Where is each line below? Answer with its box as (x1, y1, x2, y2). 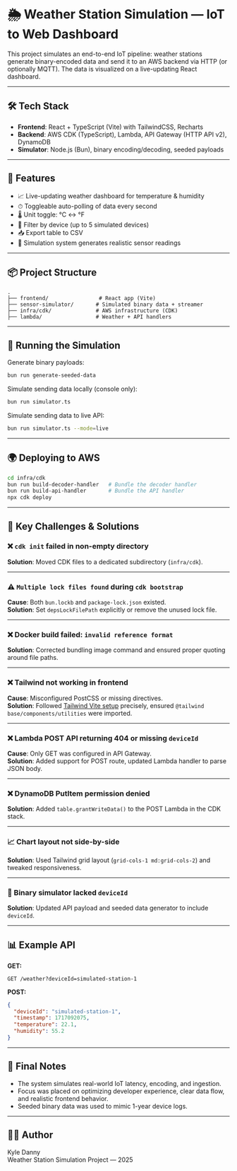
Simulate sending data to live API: (7, 411, 104, 419)
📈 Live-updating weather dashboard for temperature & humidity (17, 191, 205, 200)
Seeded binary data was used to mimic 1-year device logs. (17, 1102, 188, 1110)
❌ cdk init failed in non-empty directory (7, 542, 150, 552)
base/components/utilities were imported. (7, 709, 133, 717)
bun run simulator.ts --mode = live (7, 425, 109, 432)
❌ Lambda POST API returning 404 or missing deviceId (7, 733, 199, 743)
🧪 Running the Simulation (7, 339, 121, 351)
